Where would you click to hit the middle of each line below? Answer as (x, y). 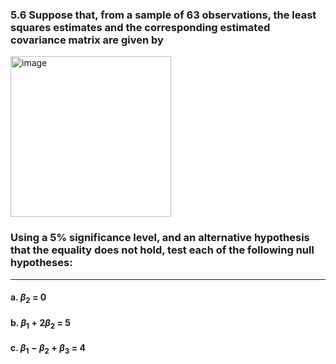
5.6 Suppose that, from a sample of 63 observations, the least (163, 15)
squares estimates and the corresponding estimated (140, 27)
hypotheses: (41, 263)
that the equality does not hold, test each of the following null (162, 250)
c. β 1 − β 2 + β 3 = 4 (48, 348)
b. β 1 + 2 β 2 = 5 (41, 323)
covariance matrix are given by (87, 40)
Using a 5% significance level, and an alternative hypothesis (160, 238)
